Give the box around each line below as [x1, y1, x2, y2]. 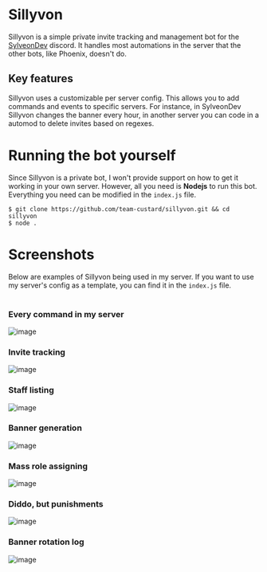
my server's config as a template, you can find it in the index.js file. [8, 280, 232, 290]
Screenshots [8, 245, 95, 264]
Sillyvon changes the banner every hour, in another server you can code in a [8, 110, 259, 119]
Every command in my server [8, 308, 124, 319]
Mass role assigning [8, 460, 88, 472]
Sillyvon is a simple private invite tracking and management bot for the [8, 32, 240, 41]
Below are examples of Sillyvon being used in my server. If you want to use [8, 272, 254, 281]
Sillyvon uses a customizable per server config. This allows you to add [8, 93, 240, 103]
